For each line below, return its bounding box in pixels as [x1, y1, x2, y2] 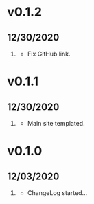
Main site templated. [27, 120, 85, 127]
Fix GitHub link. [27, 49, 71, 58]
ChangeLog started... [27, 189, 88, 196]
